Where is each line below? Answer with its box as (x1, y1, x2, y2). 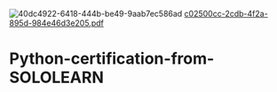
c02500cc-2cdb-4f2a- (184, 9, 268, 19)
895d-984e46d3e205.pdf (9, 18, 104, 28)
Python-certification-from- (9, 49, 215, 69)
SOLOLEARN (9, 67, 104, 88)
